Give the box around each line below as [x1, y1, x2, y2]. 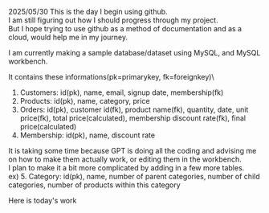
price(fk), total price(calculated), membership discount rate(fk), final [19, 113, 247, 123]
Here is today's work [8, 196, 77, 205]
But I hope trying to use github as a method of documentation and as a [8, 24, 243, 33]
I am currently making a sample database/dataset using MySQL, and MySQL [8, 48, 261, 57]
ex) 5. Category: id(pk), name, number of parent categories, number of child [8, 172, 260, 181]
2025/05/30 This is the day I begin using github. [8, 7, 168, 16]
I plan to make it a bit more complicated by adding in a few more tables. [8, 163, 245, 172]
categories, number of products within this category [8, 180, 181, 190]
